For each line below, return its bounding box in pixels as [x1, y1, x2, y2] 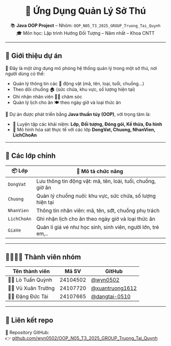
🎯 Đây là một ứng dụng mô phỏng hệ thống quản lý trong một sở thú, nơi [5, 65, 157, 71]
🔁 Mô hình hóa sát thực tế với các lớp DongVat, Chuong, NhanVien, [12, 126, 156, 132]
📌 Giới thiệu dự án [5, 52, 63, 60]
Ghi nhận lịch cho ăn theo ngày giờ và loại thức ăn [36, 215, 155, 222]
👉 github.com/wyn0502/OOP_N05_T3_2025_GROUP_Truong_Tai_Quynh [5, 335, 158, 341]
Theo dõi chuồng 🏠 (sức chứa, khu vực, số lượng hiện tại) [12, 86, 135, 92]
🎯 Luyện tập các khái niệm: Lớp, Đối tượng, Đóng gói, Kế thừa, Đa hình [12, 121, 162, 127]
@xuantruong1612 [91, 285, 137, 292]
